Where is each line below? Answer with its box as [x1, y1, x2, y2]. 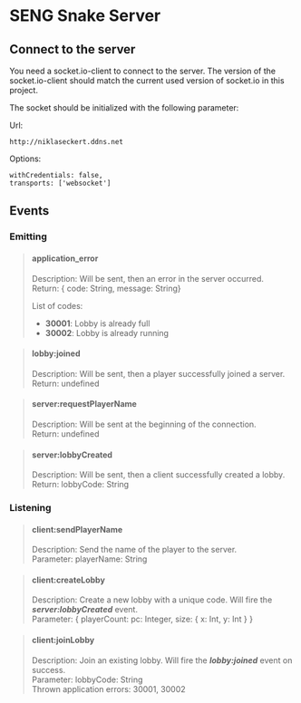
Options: [9, 153, 42, 164]
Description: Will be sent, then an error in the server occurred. [31, 273, 265, 284]
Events [9, 203, 50, 218]
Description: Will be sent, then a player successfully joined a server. [31, 368, 286, 379]
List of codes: [31, 300, 83, 311]
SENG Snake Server [9, 5, 161, 26]
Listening [9, 502, 52, 515]
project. [9, 85, 39, 95]
